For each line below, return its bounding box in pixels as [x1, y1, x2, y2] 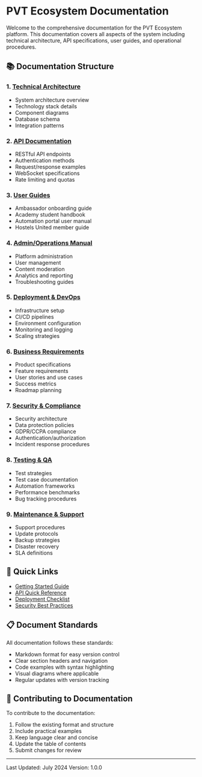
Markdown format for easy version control [14, 651, 120, 658]
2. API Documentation [6, 137, 72, 145]
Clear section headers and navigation [14, 657, 108, 664]
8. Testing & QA [6, 456, 52, 464]
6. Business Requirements [6, 347, 84, 355]
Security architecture [14, 415, 67, 422]
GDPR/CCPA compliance [14, 428, 76, 435]
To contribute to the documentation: [6, 710, 96, 717]
